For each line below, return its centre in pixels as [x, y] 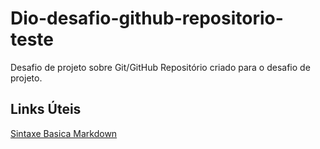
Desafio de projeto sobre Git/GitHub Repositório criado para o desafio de [160, 67]
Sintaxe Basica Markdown [64, 133]
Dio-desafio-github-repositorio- [147, 18]
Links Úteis [46, 109]
